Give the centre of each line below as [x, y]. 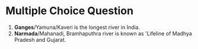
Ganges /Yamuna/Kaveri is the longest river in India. [77, 27]
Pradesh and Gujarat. [40, 40]
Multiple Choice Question [70, 11]
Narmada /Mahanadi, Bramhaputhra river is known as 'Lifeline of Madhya [103, 33]
